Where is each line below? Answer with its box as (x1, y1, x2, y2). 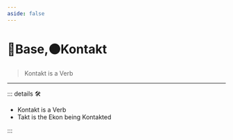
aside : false (7, 10, 45, 17)
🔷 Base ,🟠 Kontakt (7, 41, 107, 57)
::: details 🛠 (7, 89, 42, 98)
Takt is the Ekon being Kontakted (17, 112, 112, 121)
